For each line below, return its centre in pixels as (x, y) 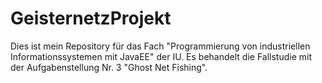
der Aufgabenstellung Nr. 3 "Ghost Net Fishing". (109, 67)
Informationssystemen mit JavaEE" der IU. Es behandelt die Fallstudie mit (161, 56)
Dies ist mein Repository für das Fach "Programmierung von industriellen (160, 46)
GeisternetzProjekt (91, 18)
